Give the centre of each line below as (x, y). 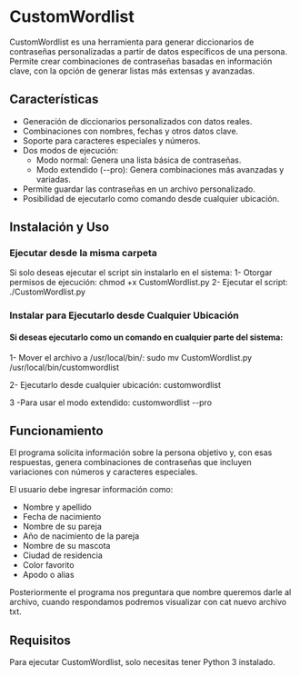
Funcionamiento (56, 430)
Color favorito (48, 565)
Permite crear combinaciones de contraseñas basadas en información (141, 61)
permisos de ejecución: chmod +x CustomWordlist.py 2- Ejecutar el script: (149, 283)
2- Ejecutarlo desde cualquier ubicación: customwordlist (115, 384)
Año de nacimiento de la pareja (80, 536)
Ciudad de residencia (62, 555)
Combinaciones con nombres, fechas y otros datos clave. (130, 131)
